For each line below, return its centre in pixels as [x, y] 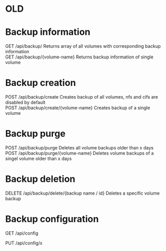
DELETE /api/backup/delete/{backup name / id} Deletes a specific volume [82, 193]
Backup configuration [52, 219]
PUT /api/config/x [24, 243]
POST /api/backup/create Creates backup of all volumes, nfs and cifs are [82, 97]
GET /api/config [22, 233]
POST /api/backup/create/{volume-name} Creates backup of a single [78, 108]
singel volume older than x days [39, 159]
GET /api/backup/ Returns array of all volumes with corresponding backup [83, 46]
